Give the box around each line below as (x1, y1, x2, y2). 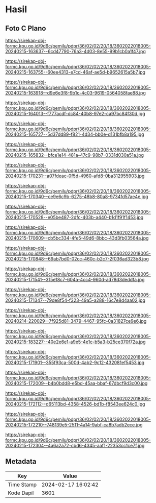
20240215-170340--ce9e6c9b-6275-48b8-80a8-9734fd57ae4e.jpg (5, 194, 148, 200)
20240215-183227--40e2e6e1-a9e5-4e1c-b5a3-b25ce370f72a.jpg (5, 339, 146, 345)
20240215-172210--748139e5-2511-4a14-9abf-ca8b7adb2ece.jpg (5, 422, 143, 427)
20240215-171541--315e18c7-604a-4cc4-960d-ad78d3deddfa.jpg (5, 277, 145, 282)
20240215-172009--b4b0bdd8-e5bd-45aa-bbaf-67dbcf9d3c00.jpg (5, 380, 148, 386)
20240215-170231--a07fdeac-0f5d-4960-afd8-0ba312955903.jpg (5, 173, 145, 179)
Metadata (5, 457, 37, 466)
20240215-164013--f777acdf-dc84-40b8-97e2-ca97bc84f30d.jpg (5, 111, 145, 116)
